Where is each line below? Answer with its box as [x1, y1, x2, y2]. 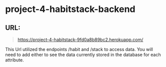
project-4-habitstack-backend [5, 3, 135, 15]
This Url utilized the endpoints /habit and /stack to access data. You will [5, 46, 153, 52]
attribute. [5, 57, 24, 63]
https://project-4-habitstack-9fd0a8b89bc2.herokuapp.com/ [17, 36, 144, 42]
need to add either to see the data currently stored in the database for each [5, 51, 161, 57]
